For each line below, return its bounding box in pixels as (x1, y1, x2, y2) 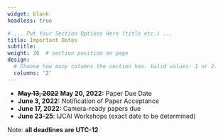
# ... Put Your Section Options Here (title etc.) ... (7, 30, 173, 37)
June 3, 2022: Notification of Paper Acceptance (17, 97, 160, 105)
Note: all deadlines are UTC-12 (7, 125, 99, 134)
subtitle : (7, 43, 37, 50)
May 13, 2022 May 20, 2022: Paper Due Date (17, 89, 153, 97)
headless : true (7, 17, 53, 24)
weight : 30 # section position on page (7, 50, 129, 57)
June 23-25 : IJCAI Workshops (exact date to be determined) (17, 112, 197, 120)
